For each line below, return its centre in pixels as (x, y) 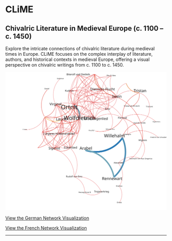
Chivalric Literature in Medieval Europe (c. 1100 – (84, 28)
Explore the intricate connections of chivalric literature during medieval (80, 49)
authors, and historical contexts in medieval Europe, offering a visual (78, 59)
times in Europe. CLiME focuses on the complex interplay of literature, (79, 54)
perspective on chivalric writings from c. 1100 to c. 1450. (65, 65)
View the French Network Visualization (46, 228)
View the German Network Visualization (47, 218)
